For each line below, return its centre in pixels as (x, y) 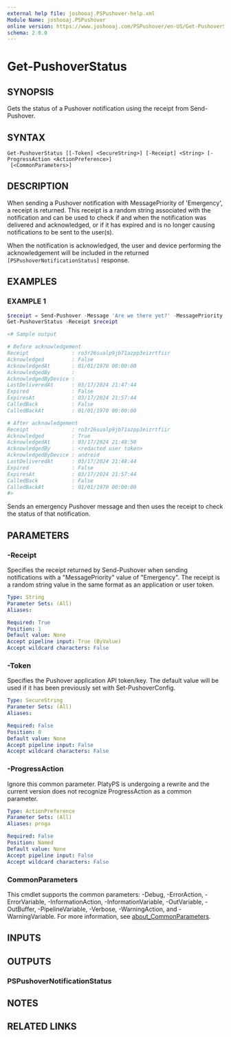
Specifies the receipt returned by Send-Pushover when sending (97, 570)
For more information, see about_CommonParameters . (134, 916)
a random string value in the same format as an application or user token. (111, 585)
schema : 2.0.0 (27, 33)
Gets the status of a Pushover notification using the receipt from (98, 109)
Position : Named (30, 843)
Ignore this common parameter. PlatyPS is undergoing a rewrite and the (108, 784)
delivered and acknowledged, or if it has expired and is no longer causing (111, 225)
